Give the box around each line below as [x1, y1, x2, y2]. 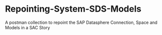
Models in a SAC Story [5, 24, 50, 30]
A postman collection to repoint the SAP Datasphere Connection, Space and [5, 19, 158, 25]
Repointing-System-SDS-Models [5, 3, 142, 15]
